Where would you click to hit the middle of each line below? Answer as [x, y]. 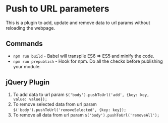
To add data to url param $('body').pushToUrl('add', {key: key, [81, 94]
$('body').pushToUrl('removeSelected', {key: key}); [70, 110]
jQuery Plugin [28, 83]
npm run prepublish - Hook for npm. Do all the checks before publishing [88, 61]
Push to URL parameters [58, 9]
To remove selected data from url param [55, 104]
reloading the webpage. [30, 28]
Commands [24, 44]
